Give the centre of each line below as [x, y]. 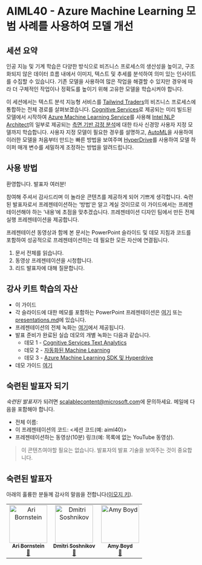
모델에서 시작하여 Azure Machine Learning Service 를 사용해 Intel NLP [91, 117]
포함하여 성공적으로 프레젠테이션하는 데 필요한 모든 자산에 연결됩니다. [88, 240]
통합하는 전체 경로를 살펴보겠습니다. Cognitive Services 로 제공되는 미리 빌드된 [99, 109]
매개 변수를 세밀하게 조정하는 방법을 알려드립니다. [76, 147]
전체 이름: [26, 422]
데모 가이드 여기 [34, 365]
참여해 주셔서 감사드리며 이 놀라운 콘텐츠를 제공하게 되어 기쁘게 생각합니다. [94, 197]
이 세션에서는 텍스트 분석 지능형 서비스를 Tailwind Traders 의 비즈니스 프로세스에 [101, 102]
